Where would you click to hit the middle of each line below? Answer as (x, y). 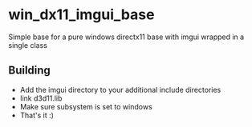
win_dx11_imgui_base (81, 15)
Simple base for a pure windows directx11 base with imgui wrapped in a (126, 37)
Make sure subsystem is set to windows (86, 106)
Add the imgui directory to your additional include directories (120, 89)
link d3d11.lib (41, 98)
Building (29, 71)
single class (28, 45)
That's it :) (37, 115)
